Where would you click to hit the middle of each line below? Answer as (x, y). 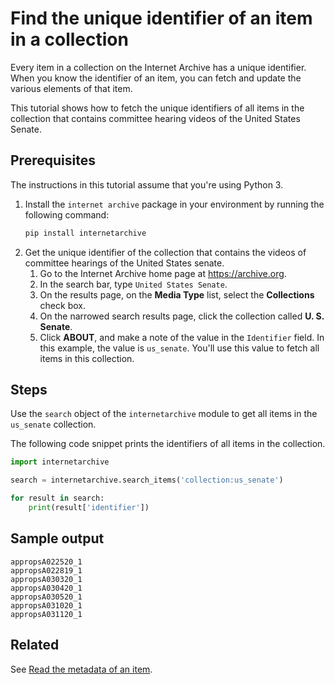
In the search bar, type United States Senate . (133, 284)
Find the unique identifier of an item (161, 18)
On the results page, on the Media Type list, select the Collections (177, 294)
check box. (62, 305)
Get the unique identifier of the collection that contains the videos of (165, 252)
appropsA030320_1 (46, 579)
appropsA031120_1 (46, 614)
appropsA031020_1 (46, 605)
